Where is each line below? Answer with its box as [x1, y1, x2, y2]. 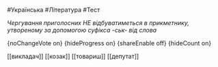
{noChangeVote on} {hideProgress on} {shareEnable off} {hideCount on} [7, 39, 212, 47]
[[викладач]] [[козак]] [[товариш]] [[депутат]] [7, 52, 139, 60]
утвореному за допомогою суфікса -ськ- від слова [7, 26, 157, 34]
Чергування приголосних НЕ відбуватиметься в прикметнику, [7, 19, 190, 26]
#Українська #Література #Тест [7, 6, 100, 14]
